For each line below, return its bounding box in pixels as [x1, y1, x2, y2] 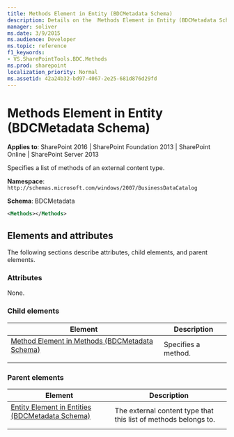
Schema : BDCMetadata [7, 197, 75, 206]
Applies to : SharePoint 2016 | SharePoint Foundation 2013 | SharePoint [7, 143, 211, 151]
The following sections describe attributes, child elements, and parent [7, 248, 208, 256]
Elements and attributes [7, 229, 114, 241]
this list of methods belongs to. [114, 414, 216, 424]
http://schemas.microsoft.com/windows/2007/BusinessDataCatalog [7, 185, 198, 192]
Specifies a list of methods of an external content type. [7, 164, 165, 172]
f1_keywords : [7, 49, 45, 56]
